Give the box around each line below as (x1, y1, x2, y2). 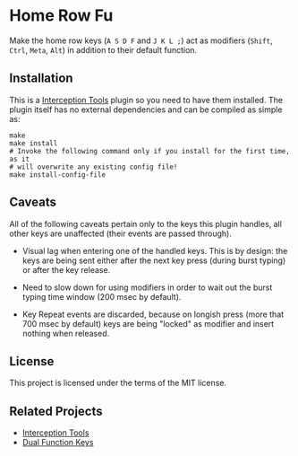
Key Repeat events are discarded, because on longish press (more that (21, 309, 285, 320)
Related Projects (9, 403, 103, 418)
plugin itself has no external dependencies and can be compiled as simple (9, 104, 283, 115)
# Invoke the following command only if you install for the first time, (9, 146, 291, 155)
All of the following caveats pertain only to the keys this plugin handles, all (9, 218, 282, 229)
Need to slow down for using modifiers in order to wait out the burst (21, 282, 273, 293)
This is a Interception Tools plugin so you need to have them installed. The (9, 94, 284, 105)
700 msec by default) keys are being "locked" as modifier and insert (21, 318, 275, 329)
